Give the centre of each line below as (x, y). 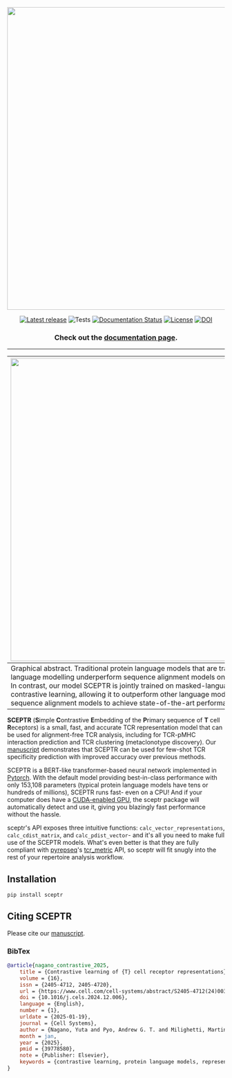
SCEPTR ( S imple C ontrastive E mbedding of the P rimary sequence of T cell (114, 720)
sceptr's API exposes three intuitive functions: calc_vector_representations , (116, 828)
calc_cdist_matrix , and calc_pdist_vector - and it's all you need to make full (116, 835)
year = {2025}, (41, 1043)
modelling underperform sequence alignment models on (134, 677)
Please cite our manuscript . (46, 933)
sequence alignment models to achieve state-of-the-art (103, 703)
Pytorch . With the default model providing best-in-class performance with (112, 778)
